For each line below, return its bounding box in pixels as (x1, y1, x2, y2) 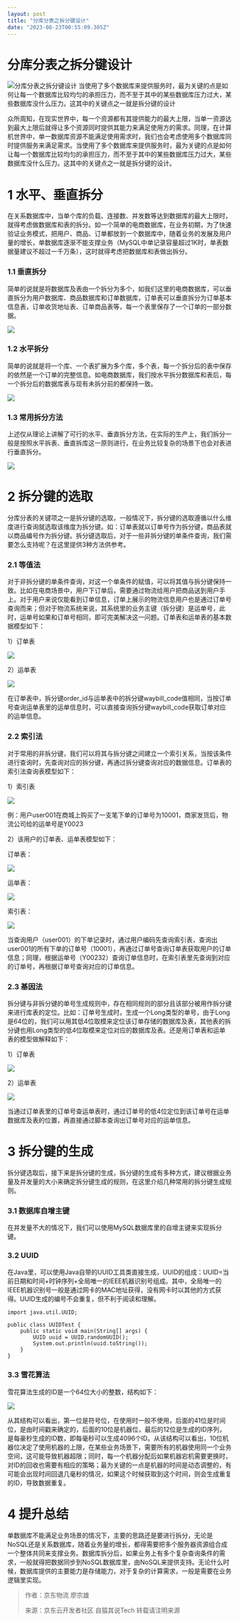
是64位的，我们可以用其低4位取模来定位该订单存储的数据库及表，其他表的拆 (7, 1017, 231, 1025)
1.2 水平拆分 (7, 344, 49, 354)
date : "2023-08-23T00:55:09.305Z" (7, 24, 110, 31)
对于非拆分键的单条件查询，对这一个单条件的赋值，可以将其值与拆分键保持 (7, 577, 225, 586)
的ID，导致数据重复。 (7, 1478, 70, 1487)
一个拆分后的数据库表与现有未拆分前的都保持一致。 (7, 379, 157, 388)
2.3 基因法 (7, 982, 43, 992)
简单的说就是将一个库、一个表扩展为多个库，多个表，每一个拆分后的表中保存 (7, 361, 232, 370)
